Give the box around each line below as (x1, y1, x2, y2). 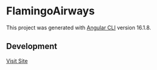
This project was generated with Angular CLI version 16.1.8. (6, 24, 151, 31)
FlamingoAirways (6, 4, 96, 18)
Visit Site (6, 57, 28, 64)
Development (6, 41, 58, 51)
